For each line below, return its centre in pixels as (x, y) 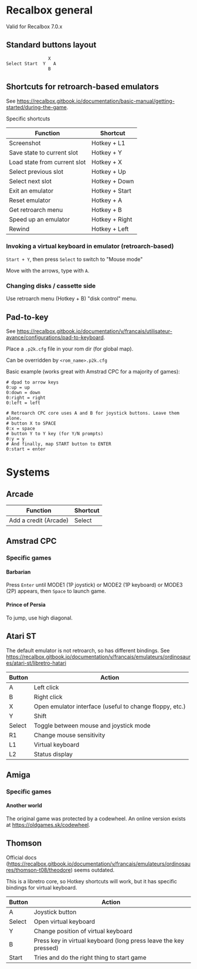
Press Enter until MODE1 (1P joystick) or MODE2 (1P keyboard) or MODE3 (94, 585)
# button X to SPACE (31, 423)
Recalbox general (49, 10)
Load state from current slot (47, 162)
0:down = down (23, 392)
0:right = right (26, 398)
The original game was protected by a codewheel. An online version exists (96, 819)
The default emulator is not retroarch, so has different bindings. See (88, 650)
